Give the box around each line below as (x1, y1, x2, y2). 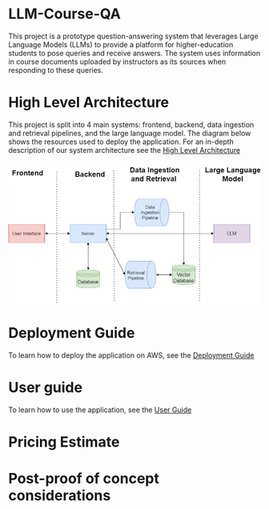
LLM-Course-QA (8, 5, 122, 23)
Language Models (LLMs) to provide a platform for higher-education (8, 39, 234, 49)
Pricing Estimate (8, 433, 120, 451)
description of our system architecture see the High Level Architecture (8, 145, 241, 154)
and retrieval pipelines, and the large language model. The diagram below (8, 128, 251, 138)
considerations (8, 487, 111, 505)
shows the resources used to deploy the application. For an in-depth (8, 137, 235, 146)
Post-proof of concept (8, 470, 160, 488)
